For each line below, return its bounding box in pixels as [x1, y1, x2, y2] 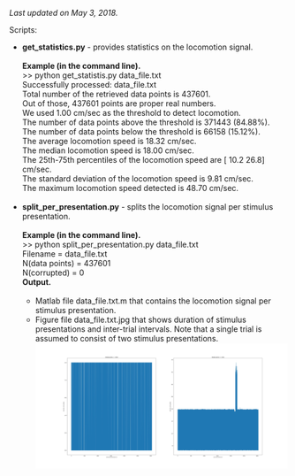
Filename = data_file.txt [21, 249, 108, 259]
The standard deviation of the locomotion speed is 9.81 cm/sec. [21, 173, 254, 184]
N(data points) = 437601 [21, 258, 111, 268]
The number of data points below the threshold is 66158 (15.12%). [21, 127, 261, 136]
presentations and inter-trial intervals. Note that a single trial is [34, 324, 262, 334]
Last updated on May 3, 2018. [9, 8, 118, 18]
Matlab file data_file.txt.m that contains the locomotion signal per [34, 296, 271, 306]
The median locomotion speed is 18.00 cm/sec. [21, 145, 194, 156]
